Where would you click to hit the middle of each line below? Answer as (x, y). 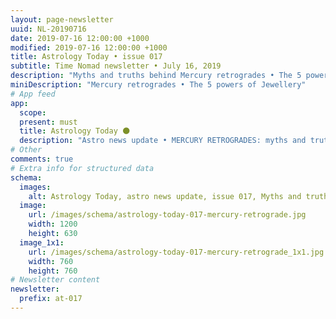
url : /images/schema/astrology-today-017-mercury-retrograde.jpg (167, 215)
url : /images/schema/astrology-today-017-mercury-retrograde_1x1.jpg (176, 252)
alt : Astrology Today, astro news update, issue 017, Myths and (165, 196)
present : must (48, 122)
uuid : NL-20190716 (48, 29)
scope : (33, 112)
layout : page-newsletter (62, 19)
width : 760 (51, 261)
